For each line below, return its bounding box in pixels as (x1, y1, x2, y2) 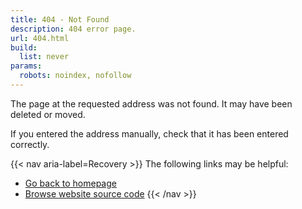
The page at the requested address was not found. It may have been (10, 97, 293, 110)
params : (10, 61, 43, 71)
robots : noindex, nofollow (19, 71, 132, 81)
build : (10, 42, 38, 53)
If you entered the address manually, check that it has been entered (10, 127, 289, 140)
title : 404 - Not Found (10, 14, 110, 25)
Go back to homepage (24, 177, 117, 189)
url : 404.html (10, 33, 70, 43)
